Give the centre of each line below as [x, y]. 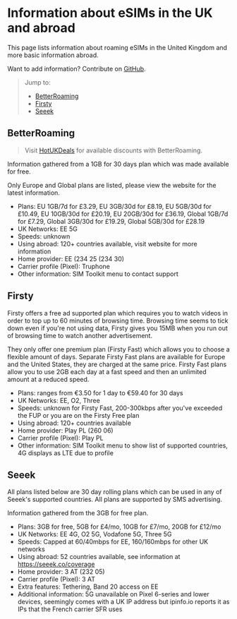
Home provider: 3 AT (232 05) [61, 572]
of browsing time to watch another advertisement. [80, 335]
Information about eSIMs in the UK [110, 13]
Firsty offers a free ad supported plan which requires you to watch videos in [117, 313]
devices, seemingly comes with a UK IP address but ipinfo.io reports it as [123, 602]
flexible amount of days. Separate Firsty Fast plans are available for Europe [116, 356]
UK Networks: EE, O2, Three [59, 400]
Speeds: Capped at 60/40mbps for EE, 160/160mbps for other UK [113, 542]
